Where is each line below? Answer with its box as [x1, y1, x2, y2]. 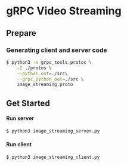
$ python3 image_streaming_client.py [6, 154, 100, 160]
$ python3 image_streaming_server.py [6, 128, 100, 134]
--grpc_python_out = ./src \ [17, 76, 84, 82]
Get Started [6, 98, 50, 108]
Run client [6, 141, 32, 148]
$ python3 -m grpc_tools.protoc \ [6, 59, 92, 65]
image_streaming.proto [17, 82, 73, 88]
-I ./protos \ [17, 64, 52, 71]
